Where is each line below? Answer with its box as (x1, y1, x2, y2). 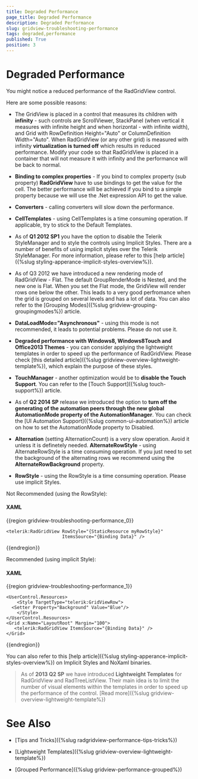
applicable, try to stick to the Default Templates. (14, 221, 133, 228)
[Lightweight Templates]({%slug (14, 748, 94, 755)
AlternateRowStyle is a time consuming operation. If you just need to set (14, 448, 192, 455)
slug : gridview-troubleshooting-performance (6, 25, 118, 32)
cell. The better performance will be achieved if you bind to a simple (14, 186, 182, 193)
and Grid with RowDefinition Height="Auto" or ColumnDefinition (14, 129, 171, 137)
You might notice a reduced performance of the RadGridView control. (6, 87, 177, 94)
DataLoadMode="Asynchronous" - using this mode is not (14, 319, 159, 326)
